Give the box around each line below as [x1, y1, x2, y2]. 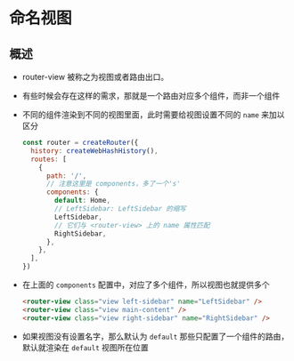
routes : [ [30, 155, 67, 164]
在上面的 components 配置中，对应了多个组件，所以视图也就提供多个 [21, 279, 270, 290]
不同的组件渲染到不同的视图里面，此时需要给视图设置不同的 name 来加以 [21, 109, 285, 120]
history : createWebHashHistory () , [30, 146, 159, 156]
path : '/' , [45, 171, 87, 180]
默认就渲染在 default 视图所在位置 [21, 341, 149, 352]
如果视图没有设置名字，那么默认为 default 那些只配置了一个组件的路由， [21, 331, 290, 341]
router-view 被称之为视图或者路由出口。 [21, 72, 169, 82]
